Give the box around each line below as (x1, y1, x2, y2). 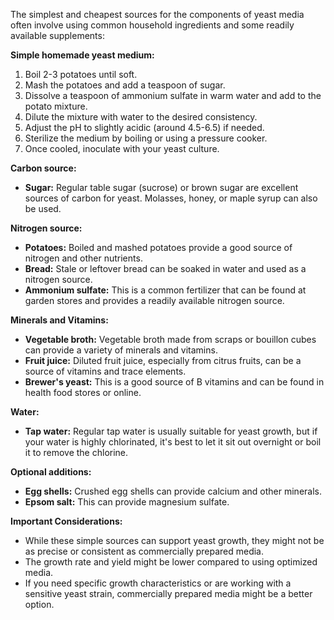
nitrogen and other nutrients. (24, 252, 143, 264)
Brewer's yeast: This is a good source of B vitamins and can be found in (24, 376, 325, 388)
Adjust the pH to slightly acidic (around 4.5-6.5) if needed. (24, 122, 265, 133)
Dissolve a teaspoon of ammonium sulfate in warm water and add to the (24, 90, 322, 101)
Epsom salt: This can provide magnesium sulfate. (24, 496, 230, 508)
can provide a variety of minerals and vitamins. (24, 344, 218, 356)
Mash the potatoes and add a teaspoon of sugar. (24, 79, 226, 91)
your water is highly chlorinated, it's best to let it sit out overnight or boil (24, 436, 322, 448)
